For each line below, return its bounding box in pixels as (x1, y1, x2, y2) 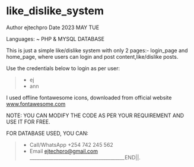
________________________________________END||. (29, 153, 141, 161)
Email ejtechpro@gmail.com (29, 147, 98, 155)
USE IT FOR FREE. (6, 118, 50, 125)
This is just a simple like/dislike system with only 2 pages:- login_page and (6, 46, 188, 54)
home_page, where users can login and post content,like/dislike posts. (6, 53, 179, 60)
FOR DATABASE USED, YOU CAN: (6, 130, 89, 137)
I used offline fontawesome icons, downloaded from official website (6, 94, 172, 101)
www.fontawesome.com (6, 100, 66, 108)
